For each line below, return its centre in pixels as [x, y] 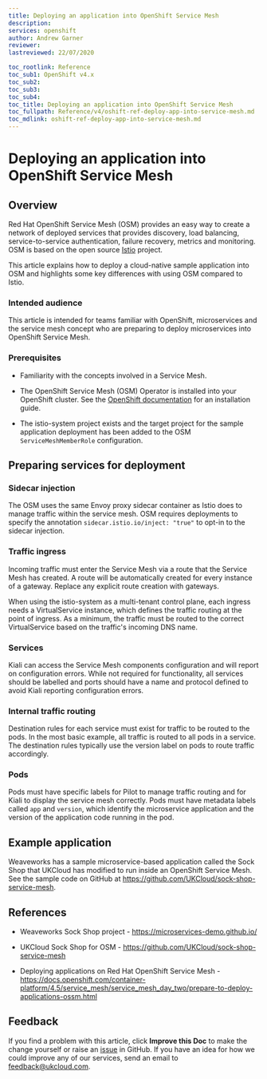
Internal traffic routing [52, 711]
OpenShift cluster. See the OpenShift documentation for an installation [135, 399]
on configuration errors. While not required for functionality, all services [126, 673]
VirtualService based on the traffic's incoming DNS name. [103, 627]
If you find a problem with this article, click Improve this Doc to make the [128, 1041]
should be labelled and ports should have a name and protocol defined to [128, 682]
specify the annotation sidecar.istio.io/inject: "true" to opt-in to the [127, 522]
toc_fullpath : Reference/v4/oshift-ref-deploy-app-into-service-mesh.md [132, 112]
